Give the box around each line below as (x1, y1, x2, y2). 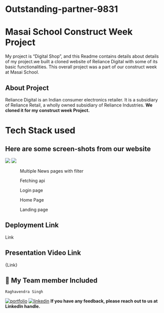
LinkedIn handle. (5, 304, 41, 310)
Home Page (19, 197, 44, 203)
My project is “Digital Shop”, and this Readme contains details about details (5, 53, 159, 59)
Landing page (19, 207, 48, 212)
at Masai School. (5, 69, 39, 75)
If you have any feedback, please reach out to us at (50, 298, 158, 304)
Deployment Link (5, 221, 59, 229)
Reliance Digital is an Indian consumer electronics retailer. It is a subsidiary (5, 97, 158, 103)
